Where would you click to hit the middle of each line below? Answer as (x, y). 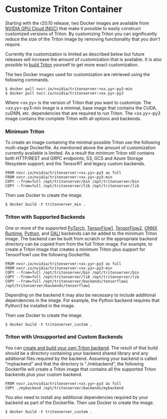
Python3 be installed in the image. (40, 305)
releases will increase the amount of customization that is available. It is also (83, 59)
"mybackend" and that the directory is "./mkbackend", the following (75, 363)
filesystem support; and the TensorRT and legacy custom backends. (75, 164)
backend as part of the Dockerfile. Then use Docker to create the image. (80, 402)
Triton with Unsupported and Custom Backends (64, 337)
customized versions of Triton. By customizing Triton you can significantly (81, 34)
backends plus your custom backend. (44, 374)
